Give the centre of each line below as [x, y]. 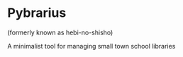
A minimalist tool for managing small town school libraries [91, 46]
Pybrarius [37, 13]
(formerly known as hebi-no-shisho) [60, 32]
